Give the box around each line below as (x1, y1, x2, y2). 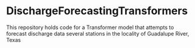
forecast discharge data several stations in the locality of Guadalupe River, (6, 30, 190, 37)
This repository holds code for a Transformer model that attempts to (6, 24, 175, 31)
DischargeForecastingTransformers (6, 4, 188, 18)
